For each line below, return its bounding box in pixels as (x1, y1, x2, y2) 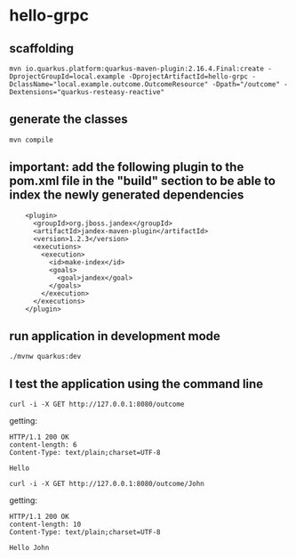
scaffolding (9, 41, 74, 56)
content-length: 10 (9, 520, 82, 530)
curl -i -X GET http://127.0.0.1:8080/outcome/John (9, 480, 204, 489)
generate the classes (9, 112, 129, 127)
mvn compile (9, 135, 53, 144)
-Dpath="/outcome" (212, 80, 280, 89)
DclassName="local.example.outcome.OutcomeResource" (9, 80, 209, 89)
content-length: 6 (9, 441, 77, 450)
